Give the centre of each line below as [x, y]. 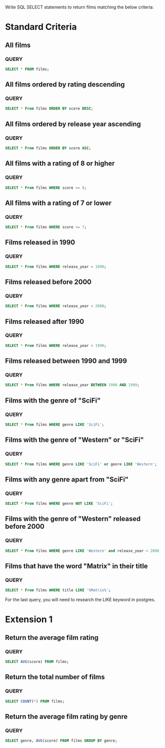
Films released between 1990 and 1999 [66, 361]
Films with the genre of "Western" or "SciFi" [74, 440]
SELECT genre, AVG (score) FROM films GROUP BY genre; [61, 741]
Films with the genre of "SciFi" [53, 400]
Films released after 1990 [45, 321]
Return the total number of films [55, 677]
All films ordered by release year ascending [73, 124]
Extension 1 [29, 619]
